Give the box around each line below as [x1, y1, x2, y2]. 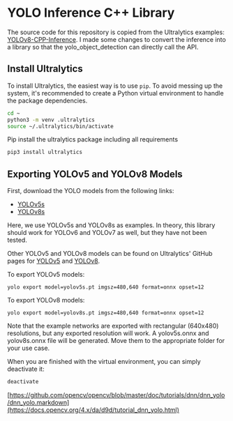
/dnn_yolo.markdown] [7, 398, 70, 406]
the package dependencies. [7, 96, 88, 105]
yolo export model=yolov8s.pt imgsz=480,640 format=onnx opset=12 [7, 309, 204, 316]
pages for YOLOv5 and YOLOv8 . [7, 257, 100, 266]
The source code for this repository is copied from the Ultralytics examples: [7, 28, 225, 36]
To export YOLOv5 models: [7, 270, 85, 279]
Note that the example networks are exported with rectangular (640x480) [7, 322, 219, 330]
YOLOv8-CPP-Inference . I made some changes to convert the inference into [7, 35, 227, 43]
